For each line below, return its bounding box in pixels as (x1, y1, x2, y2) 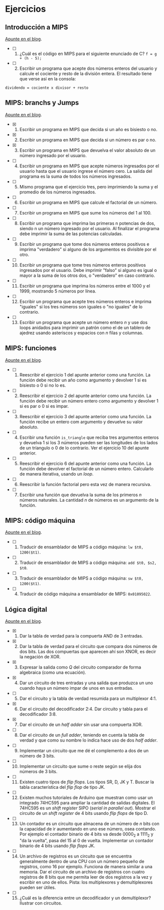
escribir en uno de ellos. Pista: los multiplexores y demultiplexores (19, 880, 153, 885)
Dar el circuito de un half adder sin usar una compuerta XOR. (19, 722, 143, 727)
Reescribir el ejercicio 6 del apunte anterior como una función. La (19, 460, 152, 466)
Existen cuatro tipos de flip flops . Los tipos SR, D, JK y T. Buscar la (19, 779, 154, 785)
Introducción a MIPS (5, 23, 69, 31)
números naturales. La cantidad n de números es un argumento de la (19, 497, 159, 503)
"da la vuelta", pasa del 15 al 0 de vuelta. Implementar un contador (19, 838, 154, 844)
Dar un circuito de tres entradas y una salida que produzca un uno (19, 680, 153, 686)
